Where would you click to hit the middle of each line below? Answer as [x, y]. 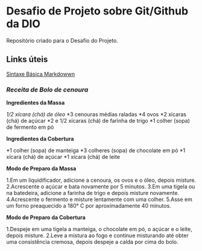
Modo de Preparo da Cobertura [46, 217]
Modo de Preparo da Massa [41, 169]
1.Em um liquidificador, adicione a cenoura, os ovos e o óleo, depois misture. [101, 180]
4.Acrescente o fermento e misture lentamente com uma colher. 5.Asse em [99, 199]
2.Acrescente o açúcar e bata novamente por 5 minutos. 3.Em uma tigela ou [101, 187]
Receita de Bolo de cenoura [47, 90]
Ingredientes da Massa [36, 103]
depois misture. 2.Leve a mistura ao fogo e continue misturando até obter [97, 235]
